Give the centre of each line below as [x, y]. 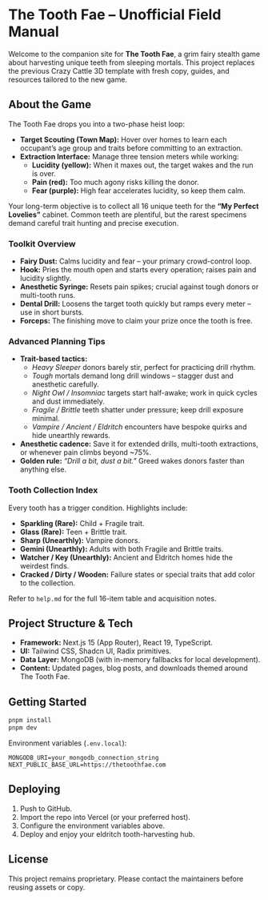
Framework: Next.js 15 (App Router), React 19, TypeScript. [116, 643]
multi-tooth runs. [48, 295]
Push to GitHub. [46, 808]
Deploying [34, 789]
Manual [34, 32]
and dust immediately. [68, 401]
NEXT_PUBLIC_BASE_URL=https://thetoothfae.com [87, 765]
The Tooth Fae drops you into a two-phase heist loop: [97, 124]
